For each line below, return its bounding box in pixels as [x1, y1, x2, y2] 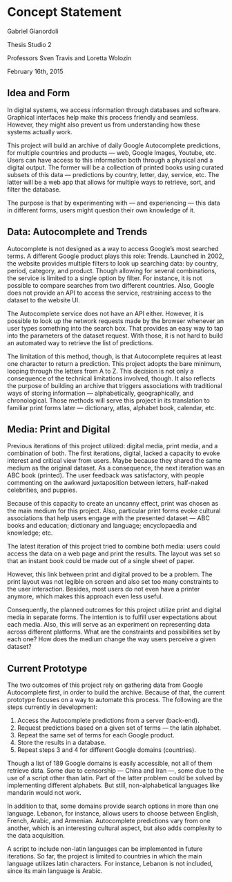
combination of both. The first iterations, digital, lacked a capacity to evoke [7, 449, 220, 457]
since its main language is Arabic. [7, 867, 103, 875]
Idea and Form [7, 87, 70, 99]
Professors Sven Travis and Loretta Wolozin [7, 53, 132, 62]
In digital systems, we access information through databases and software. [7, 105, 221, 114]
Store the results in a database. [17, 738, 106, 747]
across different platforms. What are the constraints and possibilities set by [7, 627, 221, 636]
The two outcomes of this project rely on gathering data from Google [7, 681, 204, 689]
